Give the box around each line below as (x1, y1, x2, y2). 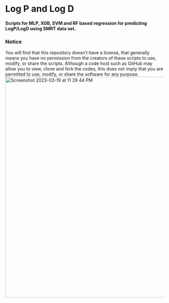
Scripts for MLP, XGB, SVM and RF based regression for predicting (5, 20, 147, 26)
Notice (5, 38, 22, 45)
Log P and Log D (5, 3, 74, 15)
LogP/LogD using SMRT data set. (5, 25, 76, 31)
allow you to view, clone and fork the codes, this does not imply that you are (5, 66, 163, 72)
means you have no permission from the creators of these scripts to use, (5, 55, 156, 61)
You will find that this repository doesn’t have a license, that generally (5, 50, 150, 56)
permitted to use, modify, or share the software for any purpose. (5, 71, 139, 78)
